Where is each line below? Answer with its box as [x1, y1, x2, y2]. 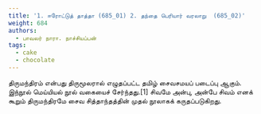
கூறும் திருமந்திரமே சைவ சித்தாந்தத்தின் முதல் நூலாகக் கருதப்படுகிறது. [8, 96, 222, 105]
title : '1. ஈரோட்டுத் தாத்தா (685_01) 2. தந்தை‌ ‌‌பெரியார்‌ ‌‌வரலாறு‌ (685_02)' [8, 11, 246, 20]
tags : [8, 41, 26, 49]
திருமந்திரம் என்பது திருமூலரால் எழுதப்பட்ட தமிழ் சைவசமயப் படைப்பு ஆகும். [8, 77, 242, 88]
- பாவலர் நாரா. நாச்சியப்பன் [15, 33, 97, 42]
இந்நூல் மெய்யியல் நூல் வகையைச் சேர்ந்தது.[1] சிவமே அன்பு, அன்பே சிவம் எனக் [8, 87, 253, 96]
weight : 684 [8, 19, 48, 27]
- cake [15, 49, 37, 57]
